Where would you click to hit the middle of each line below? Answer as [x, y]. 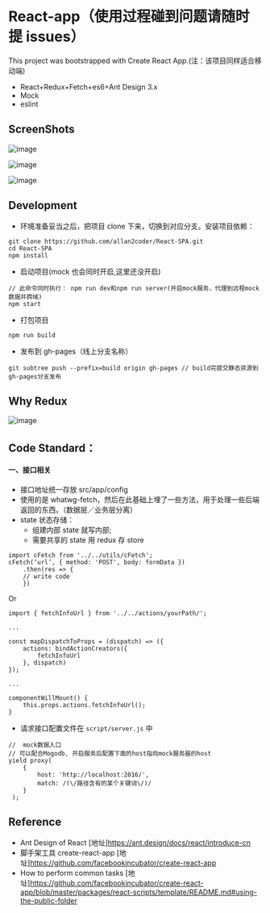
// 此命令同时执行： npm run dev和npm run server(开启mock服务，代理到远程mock [134, 288]
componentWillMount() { [48, 698]
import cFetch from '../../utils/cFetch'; [81, 555]
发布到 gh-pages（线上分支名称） [76, 351]
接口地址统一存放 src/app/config [74, 489]
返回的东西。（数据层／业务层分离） [78, 509]
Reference [35, 822]
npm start [25, 304]
